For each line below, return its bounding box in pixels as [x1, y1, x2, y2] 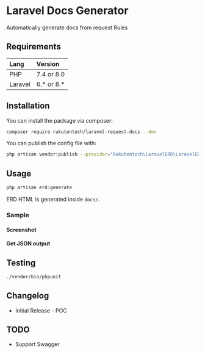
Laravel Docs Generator [6, 4, 129, 18]
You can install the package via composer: [6, 117, 113, 124]
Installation [6, 101, 50, 111]
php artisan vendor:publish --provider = [6, 151, 111, 157]
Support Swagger [15, 341, 60, 348]
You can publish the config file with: [6, 140, 96, 147]
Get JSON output [6, 240, 51, 247]
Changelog [6, 291, 49, 301]
